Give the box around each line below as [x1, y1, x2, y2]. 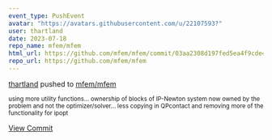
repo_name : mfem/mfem [8, 42, 82, 50]
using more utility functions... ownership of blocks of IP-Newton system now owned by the [8, 95, 261, 103]
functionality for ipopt [8, 108, 69, 117]
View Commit [8, 123, 53, 133]
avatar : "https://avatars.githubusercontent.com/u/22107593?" [8, 19, 223, 28]
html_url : [8, 49, 42, 57]
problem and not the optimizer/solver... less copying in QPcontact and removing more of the [8, 102, 264, 110]
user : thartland [8, 27, 63, 35]
